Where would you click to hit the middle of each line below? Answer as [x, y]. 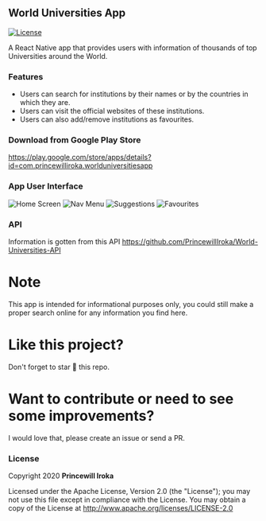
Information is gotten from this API [64, 241]
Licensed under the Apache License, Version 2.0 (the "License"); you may [129, 492]
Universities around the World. [58, 56]
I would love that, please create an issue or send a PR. [96, 437]
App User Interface [46, 186]
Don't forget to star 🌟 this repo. [59, 367]
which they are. [45, 103]
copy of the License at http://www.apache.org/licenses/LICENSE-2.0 [121, 508]
